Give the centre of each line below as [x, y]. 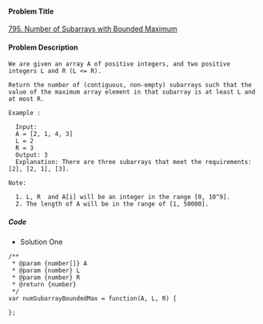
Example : [25, 113]
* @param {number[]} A [50, 264]
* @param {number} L [46, 271]
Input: [26, 127]
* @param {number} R [46, 278]
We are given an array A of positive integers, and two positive [119, 64]
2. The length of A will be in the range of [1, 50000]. [112, 204]
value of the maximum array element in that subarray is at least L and [132, 92]
